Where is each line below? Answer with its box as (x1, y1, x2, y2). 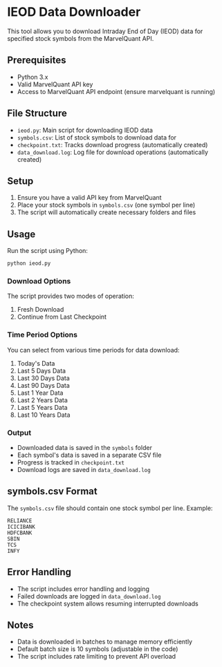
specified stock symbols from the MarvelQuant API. (7, 34, 154, 42)
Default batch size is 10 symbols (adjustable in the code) (17, 645, 178, 653)
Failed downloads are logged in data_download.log (17, 592, 161, 600)
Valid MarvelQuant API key (17, 80, 93, 88)
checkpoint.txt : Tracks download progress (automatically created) (17, 140, 208, 149)
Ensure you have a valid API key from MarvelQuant (17, 194, 162, 202)
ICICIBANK (7, 523, 36, 530)
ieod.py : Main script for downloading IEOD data (17, 126, 154, 134)
